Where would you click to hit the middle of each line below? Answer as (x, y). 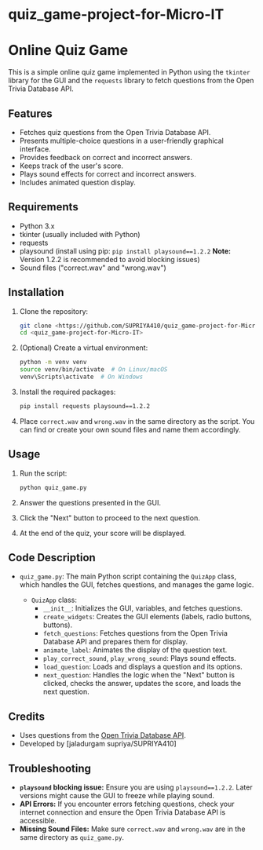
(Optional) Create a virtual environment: (84, 348)
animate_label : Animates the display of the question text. (135, 650)
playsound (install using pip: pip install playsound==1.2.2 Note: (125, 251)
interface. (35, 149)
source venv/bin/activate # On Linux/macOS (93, 370)
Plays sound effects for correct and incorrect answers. (108, 173)
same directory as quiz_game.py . (71, 837)
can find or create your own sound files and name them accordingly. (130, 429)
